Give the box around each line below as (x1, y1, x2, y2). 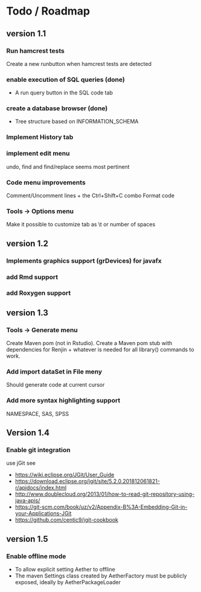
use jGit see (6, 459, 36, 467)
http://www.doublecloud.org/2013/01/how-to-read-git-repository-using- (14, 490, 195, 498)
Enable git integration (6, 446, 71, 455)
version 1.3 (6, 308, 48, 318)
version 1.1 (6, 28, 46, 39)
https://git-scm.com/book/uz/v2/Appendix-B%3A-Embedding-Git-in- (14, 504, 188, 511)
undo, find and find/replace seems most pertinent (6, 163, 130, 170)
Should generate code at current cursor (6, 381, 105, 389)
